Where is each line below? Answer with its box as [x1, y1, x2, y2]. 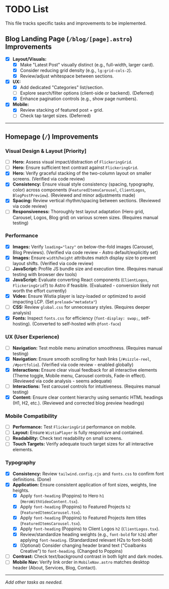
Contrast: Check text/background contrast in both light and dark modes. [12, 553, 163, 559]
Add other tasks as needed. [5, 579, 63, 585]
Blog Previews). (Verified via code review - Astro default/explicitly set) [12, 249, 158, 255]
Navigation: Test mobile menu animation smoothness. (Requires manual [12, 345, 162, 351]
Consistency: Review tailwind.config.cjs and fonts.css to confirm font [12, 470, 164, 476]
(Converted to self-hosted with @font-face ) [32, 321, 122, 327]
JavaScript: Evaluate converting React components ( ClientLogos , [12, 277, 149, 283]
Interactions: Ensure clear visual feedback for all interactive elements [12, 367, 157, 373]
